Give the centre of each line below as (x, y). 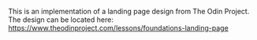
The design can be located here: (61, 20)
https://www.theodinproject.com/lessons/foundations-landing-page (118, 28)
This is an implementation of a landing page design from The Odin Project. (129, 11)
